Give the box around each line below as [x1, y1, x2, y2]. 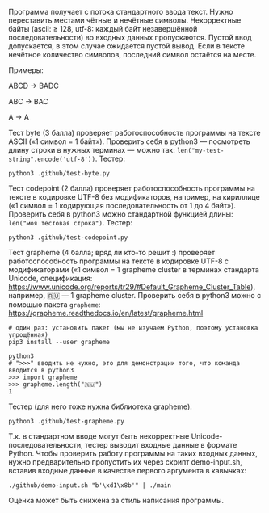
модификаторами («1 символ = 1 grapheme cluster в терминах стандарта [8, 265, 260, 274]
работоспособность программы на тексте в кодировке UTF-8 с [8, 256, 229, 266]
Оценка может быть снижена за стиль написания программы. [8, 496, 225, 505]
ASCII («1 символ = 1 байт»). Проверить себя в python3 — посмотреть [8, 137, 250, 146]
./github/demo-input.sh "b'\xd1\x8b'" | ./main [8, 481, 172, 490]
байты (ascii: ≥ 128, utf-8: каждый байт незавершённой [8, 24, 198, 33]
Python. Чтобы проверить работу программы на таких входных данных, [8, 448, 258, 458]
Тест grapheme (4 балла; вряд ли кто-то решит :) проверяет [8, 248, 216, 257]
